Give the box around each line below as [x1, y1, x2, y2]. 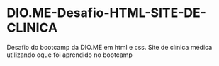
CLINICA [6, 20, 58, 36]
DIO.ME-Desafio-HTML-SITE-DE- [6, 5, 207, 21]
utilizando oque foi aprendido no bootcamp [6, 51, 133, 59]
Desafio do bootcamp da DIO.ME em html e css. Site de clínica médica [6, 43, 213, 51]
